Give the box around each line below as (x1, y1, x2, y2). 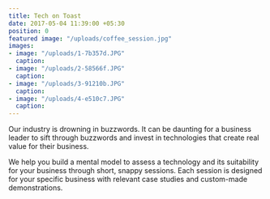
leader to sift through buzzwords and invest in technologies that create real (8, 133, 259, 142)
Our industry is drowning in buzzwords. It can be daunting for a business (8, 125, 251, 134)
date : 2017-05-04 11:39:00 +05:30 (8, 19, 126, 28)
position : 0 (8, 27, 49, 35)
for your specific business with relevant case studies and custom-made (8, 175, 248, 184)
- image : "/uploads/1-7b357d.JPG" (8, 49, 126, 57)
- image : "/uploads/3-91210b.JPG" (8, 79, 126, 87)
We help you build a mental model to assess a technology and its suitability (8, 157, 259, 167)
